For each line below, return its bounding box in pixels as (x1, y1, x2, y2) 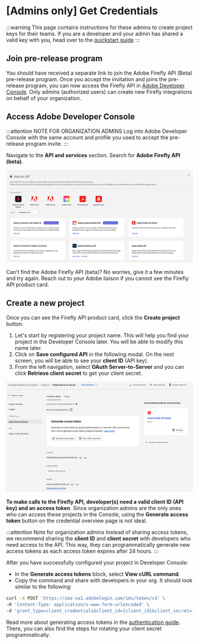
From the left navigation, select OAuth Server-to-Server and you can (14, 363, 184, 370)
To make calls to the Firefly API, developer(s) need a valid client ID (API (6, 498, 184, 505)
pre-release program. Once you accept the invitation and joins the (6, 75, 167, 82)
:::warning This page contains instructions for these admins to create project (6, 24, 193, 31)
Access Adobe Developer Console (6, 111, 135, 122)
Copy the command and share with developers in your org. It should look (14, 577, 192, 584)
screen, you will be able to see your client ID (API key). (14, 357, 149, 364)
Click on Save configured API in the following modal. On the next (14, 350, 174, 358)
